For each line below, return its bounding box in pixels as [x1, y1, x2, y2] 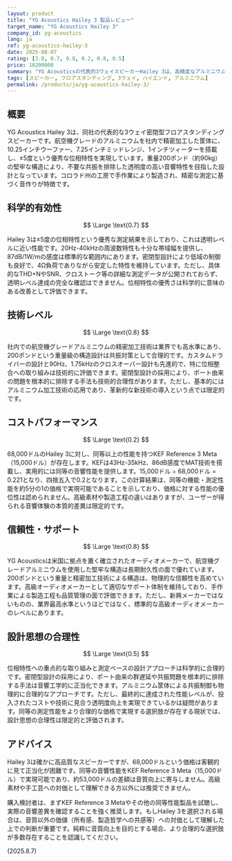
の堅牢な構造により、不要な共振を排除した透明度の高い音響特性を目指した [7, 163, 219, 171]
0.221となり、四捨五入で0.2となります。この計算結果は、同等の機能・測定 [7, 475, 218, 484]
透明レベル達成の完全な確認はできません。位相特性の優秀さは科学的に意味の [7, 278, 225, 287]
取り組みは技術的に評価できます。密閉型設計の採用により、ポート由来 [25, 368, 224, 377]
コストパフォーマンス [7, 417, 98, 428]
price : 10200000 [7, 62, 54, 69]
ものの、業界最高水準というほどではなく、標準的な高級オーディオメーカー [12, 600, 224, 608]
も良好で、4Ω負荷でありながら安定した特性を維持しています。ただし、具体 [7, 261, 221, 269]
